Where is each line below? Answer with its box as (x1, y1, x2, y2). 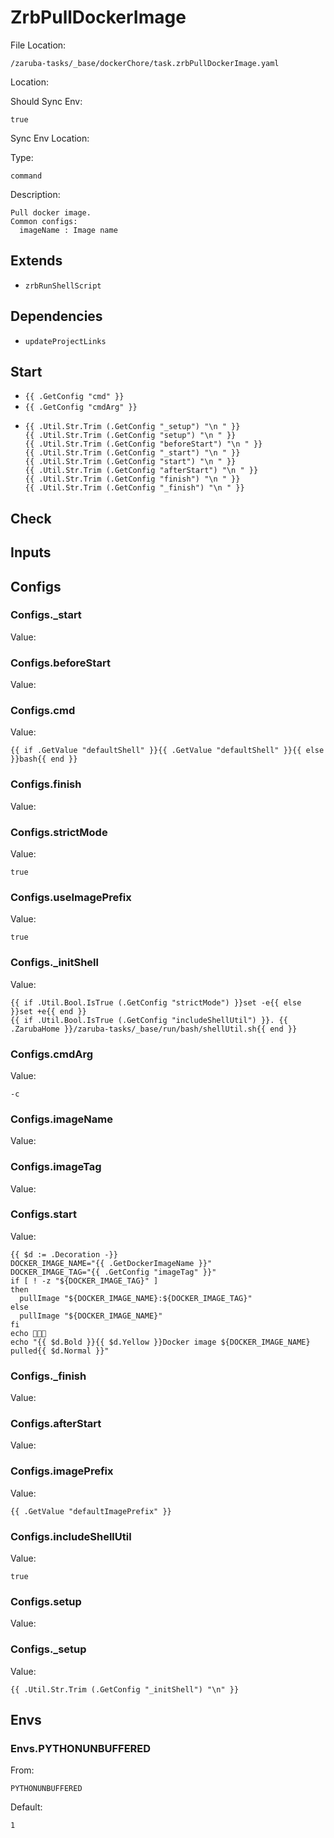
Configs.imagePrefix (10, 1464, 114, 1478)
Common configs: (10, 216, 78, 226)
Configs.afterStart (10, 1417, 102, 1431)
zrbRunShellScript (24, 281, 102, 291)
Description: (10, 188, 61, 200)
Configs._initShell (10, 956, 99, 970)
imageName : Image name (19, 225, 118, 235)
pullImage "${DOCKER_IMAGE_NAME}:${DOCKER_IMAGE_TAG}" (19, 1293, 253, 1303)
